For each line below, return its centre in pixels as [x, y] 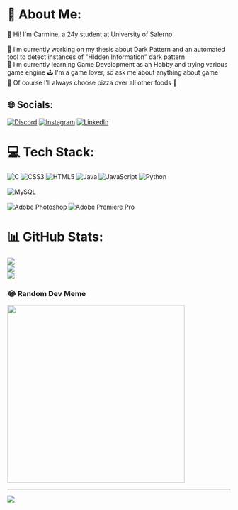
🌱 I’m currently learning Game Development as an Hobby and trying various [118, 64]
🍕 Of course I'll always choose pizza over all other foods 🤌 [92, 82]
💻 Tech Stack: [51, 152]
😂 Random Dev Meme [47, 293]
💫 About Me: [45, 15]
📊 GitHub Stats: [56, 237]
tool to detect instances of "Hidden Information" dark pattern [96, 57]
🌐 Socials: [30, 105]
